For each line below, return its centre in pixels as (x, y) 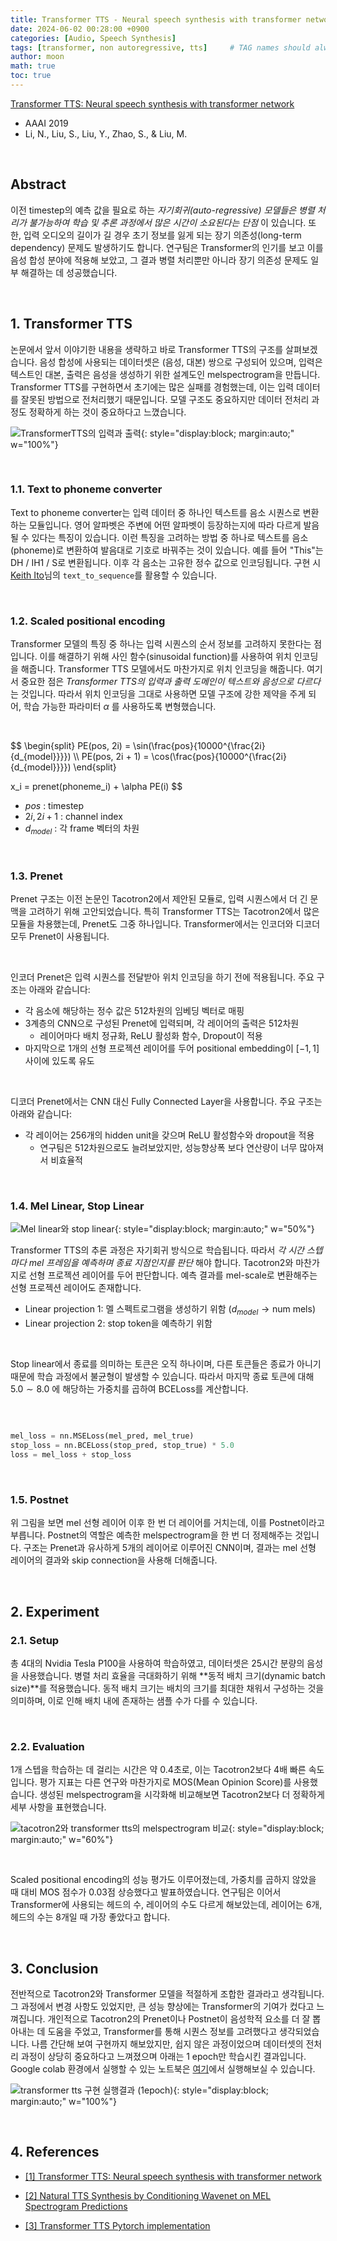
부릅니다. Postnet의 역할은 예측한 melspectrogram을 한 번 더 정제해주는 (151, 1535)
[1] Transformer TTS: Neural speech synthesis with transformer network (173, 2176)
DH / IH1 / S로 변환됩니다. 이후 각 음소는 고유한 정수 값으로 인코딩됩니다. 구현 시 (166, 562)
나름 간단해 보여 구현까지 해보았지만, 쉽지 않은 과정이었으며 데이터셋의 (167, 2044)
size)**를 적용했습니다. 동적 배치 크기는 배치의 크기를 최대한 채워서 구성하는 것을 (167, 1688)
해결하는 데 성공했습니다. (69, 272)
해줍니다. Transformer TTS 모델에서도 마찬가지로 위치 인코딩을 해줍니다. (162, 669)
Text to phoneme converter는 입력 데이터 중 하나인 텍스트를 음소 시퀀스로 (155, 512)
